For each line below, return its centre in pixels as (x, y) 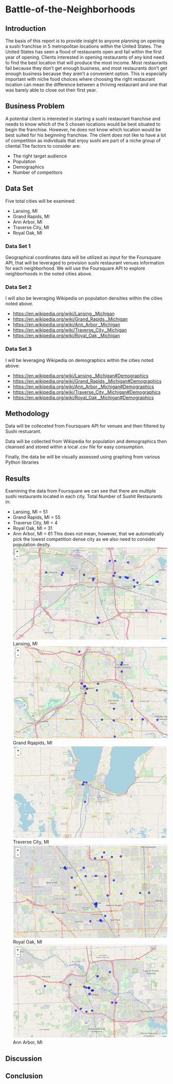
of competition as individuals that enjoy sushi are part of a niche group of (83, 141)
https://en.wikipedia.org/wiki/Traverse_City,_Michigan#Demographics (87, 392)
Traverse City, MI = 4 (35, 523)
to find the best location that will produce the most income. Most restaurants (86, 63)
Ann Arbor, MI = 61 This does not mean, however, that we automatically (88, 534)
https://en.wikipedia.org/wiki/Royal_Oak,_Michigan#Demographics (83, 397)
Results (18, 478)
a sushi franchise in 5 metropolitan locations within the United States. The (84, 46)
